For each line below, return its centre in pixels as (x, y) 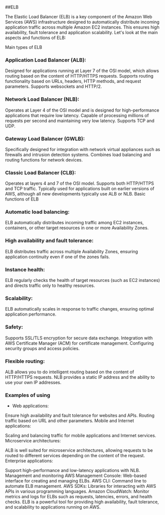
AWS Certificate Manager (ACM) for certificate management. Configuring (80, 343)
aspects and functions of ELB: (36, 38)
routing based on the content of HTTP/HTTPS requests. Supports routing (79, 76)
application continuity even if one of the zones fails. (57, 257)
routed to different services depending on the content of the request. (75, 456)
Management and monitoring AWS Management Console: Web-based (76, 475)
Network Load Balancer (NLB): (42, 99)
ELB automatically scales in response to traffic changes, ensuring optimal (80, 309)
